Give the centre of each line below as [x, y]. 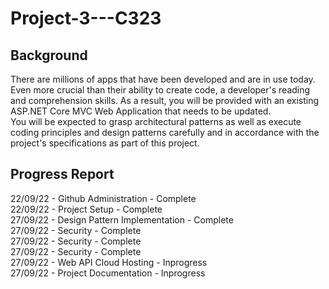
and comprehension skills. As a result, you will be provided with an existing [165, 100]
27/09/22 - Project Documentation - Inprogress [108, 273]
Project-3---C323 [86, 18]
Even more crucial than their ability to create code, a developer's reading [160, 90]
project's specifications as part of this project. [105, 143]
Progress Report [62, 174]
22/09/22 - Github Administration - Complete [103, 198]
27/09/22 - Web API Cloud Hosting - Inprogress [109, 262]
